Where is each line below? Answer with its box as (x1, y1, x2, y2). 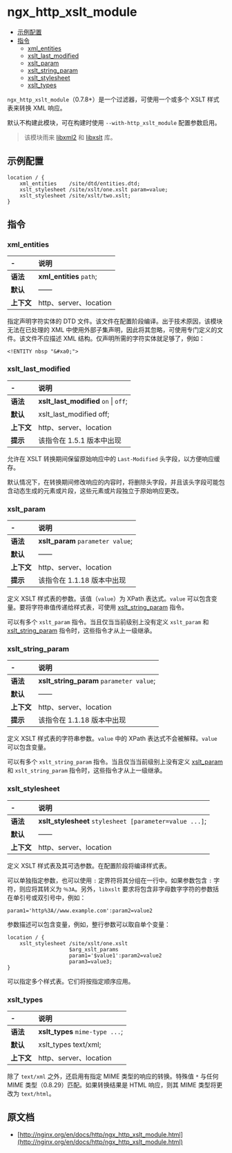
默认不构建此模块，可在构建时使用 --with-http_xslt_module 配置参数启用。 (7, 118, 221, 126)
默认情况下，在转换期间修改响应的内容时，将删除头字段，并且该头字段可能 (7, 478, 219, 486)
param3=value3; (68, 958, 113, 965)
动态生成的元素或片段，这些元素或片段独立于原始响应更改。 (12, 486, 183, 494)
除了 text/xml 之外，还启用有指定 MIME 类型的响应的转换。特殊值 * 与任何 (7, 1072, 219, 1081)
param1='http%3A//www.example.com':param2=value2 (7, 907, 153, 914)
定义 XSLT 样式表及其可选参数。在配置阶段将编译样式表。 (7, 861, 171, 870)
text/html (20, 1090, 50, 1098)
